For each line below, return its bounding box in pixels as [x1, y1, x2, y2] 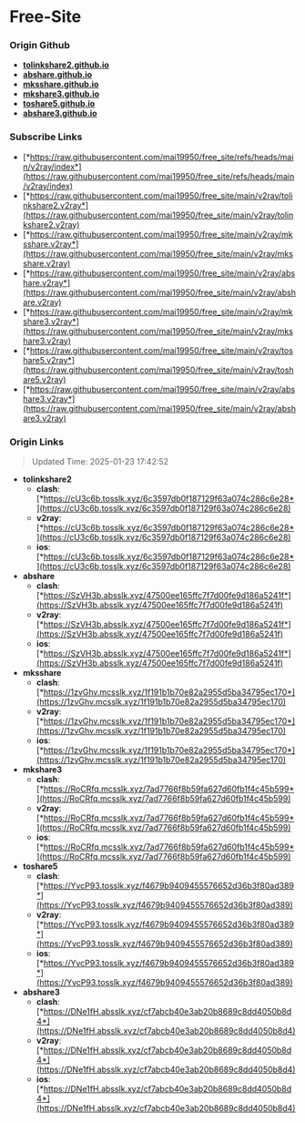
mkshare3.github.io [22, 88, 100, 99]
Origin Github [9, 39, 71, 52]
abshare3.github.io [22, 107, 97, 119]
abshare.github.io [22, 69, 93, 80]
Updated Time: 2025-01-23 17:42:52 [31, 456, 169, 467]
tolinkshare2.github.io [22, 59, 109, 70]
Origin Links [9, 435, 65, 448]
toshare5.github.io [22, 98, 96, 109]
